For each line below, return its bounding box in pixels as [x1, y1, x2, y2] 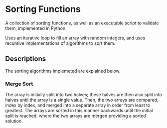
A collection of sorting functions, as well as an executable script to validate [5, 20, 160, 26]
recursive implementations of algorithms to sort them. [5, 40, 116, 46]
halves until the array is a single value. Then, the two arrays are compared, [5, 97, 159, 103]
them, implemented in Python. [5, 25, 67, 31]
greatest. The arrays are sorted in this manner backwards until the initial [5, 108, 153, 114]
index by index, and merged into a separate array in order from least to [5, 102, 151, 108]
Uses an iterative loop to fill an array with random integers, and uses [5, 35, 146, 41]
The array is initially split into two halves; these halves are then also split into [5, 92, 162, 98]
